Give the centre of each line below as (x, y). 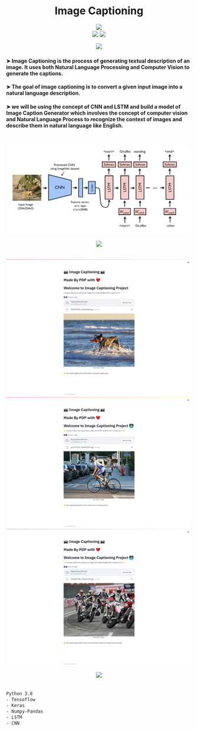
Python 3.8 (19, 694)
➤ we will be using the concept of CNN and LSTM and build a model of (93, 106)
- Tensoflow (21, 700)
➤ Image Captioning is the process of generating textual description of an (98, 61)
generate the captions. (35, 73)
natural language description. (43, 93)
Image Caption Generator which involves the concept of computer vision (97, 113)
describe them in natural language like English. (65, 125)
